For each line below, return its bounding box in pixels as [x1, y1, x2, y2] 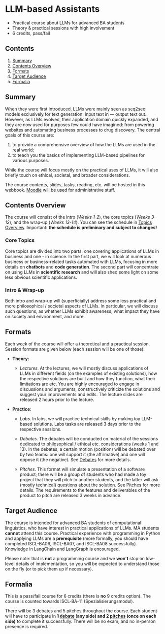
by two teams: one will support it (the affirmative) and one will [19, 451, 145, 457]
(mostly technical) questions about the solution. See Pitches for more [19, 482, 160, 488]
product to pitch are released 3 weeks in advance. [19, 492, 122, 498]
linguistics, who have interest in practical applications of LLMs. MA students [5, 525, 160, 531]
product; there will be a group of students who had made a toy [19, 471, 147, 477]
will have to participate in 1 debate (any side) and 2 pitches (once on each [5, 613, 157, 619]
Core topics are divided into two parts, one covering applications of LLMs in [5, 248, 159, 254]
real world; [12, 147, 34, 153]
